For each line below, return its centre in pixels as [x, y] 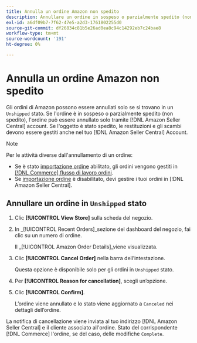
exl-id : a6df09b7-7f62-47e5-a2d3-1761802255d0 [64, 22]
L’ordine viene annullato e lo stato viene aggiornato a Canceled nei [94, 304]
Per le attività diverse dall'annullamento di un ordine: [69, 155]
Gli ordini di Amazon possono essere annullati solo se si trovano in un [90, 107]
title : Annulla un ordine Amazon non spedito [62, 11]
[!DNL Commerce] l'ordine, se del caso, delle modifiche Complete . [85, 334]
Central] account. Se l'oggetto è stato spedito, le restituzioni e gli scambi [94, 126]
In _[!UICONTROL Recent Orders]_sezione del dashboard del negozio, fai [102, 229]
